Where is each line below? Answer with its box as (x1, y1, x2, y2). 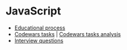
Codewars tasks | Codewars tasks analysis (14, 30, 121, 37)
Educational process (14, 24, 66, 31)
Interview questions (14, 37, 64, 44)
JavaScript (5, 4, 61, 18)
